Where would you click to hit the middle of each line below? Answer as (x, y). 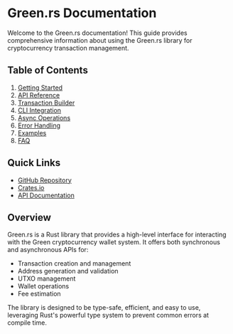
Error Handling (39, 125)
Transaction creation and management (74, 263)
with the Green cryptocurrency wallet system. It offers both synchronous (114, 242)
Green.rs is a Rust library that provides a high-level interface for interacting (117, 235)
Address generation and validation (68, 271)
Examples (32, 132)
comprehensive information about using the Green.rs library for (100, 40)
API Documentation (46, 195)
